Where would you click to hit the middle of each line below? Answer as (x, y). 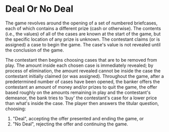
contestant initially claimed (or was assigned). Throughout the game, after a (85, 76)
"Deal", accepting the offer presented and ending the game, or (78, 118)
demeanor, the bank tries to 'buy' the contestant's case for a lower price (81, 98)
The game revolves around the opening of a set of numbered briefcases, (81, 23)
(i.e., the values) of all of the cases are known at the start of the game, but (83, 34)
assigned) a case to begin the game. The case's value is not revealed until (83, 44)
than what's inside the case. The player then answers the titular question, (82, 103)
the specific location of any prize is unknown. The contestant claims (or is (83, 39)
